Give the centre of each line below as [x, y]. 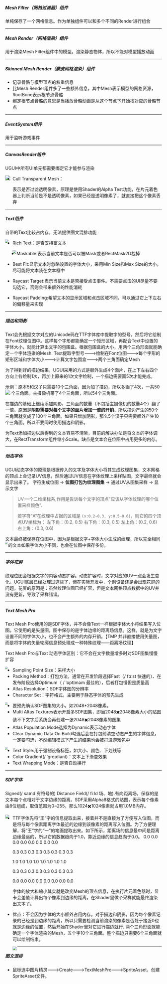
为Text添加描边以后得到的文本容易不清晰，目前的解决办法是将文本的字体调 [82, 433]
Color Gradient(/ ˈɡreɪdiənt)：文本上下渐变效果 [60, 756]
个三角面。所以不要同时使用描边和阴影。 [46, 422]
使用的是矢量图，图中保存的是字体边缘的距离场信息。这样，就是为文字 [90, 630]
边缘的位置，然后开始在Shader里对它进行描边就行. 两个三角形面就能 [91, 927]
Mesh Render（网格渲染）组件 [37, 38]
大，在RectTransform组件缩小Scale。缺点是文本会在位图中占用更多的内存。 [83, 439]
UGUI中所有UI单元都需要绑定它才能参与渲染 [50, 168]
